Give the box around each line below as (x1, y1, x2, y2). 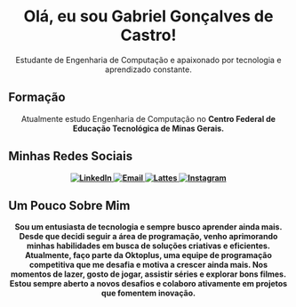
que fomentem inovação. (100, 287, 196, 299)
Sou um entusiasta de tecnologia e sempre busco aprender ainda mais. (14, 222, 283, 232)
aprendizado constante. (105, 64, 192, 75)
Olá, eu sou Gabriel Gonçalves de (23, 6, 274, 27)
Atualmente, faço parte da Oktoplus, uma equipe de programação (24, 250, 273, 261)
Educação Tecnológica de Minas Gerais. (72, 123, 225, 133)
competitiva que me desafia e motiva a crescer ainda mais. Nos (28, 260, 268, 271)
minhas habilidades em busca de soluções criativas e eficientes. (27, 240, 270, 251)
